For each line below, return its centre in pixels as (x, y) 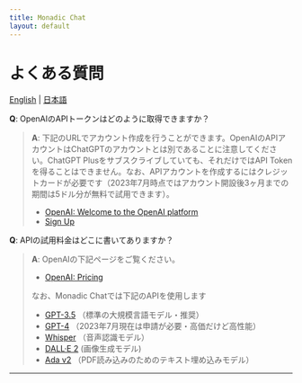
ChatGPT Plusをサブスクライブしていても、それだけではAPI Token (170, 160)
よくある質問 (57, 73)
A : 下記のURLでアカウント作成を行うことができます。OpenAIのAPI (155, 138)
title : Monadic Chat (48, 18)
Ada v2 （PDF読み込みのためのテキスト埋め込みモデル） (149, 360)
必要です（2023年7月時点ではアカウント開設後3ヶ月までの (180, 183)
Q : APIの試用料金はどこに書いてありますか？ (91, 240)
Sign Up (59, 222)
